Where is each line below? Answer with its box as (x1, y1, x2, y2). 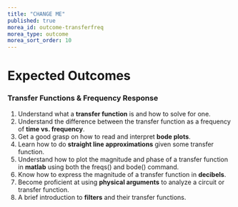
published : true (7, 17, 56, 24)
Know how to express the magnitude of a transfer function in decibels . (17, 170, 227, 178)
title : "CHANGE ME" (7, 10, 66, 18)
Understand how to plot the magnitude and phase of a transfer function (17, 155, 229, 163)
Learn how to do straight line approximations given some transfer (17, 140, 214, 148)
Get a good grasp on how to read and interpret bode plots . (17, 132, 191, 141)
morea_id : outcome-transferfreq (7, 24, 104, 31)
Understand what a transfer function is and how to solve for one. (17, 109, 211, 118)
